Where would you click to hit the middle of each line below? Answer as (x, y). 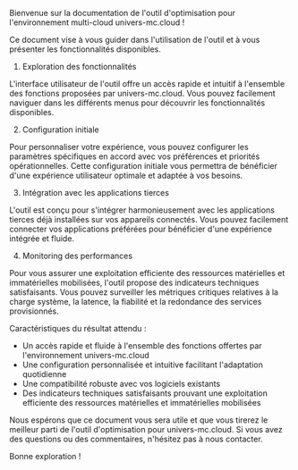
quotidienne (44, 374)
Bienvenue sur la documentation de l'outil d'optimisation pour (122, 13)
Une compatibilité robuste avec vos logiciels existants (121, 384)
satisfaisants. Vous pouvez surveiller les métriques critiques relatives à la (144, 292)
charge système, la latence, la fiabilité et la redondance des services (136, 302)
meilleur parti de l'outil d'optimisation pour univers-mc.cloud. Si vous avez (146, 429)
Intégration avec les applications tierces (96, 193)
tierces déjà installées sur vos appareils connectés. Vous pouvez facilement (149, 219)
